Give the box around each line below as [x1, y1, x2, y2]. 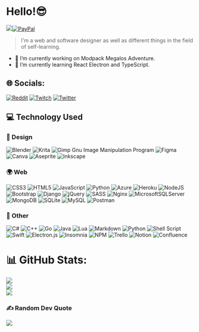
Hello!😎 [6, 5, 47, 18]
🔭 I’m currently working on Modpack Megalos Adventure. [14, 54, 156, 61]
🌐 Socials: [6, 78, 45, 88]
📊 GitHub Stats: [6, 253, 88, 267]
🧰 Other [6, 211, 29, 219]
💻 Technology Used [6, 112, 83, 122]
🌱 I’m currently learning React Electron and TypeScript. [14, 61, 150, 68]
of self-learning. [20, 43, 61, 50]
